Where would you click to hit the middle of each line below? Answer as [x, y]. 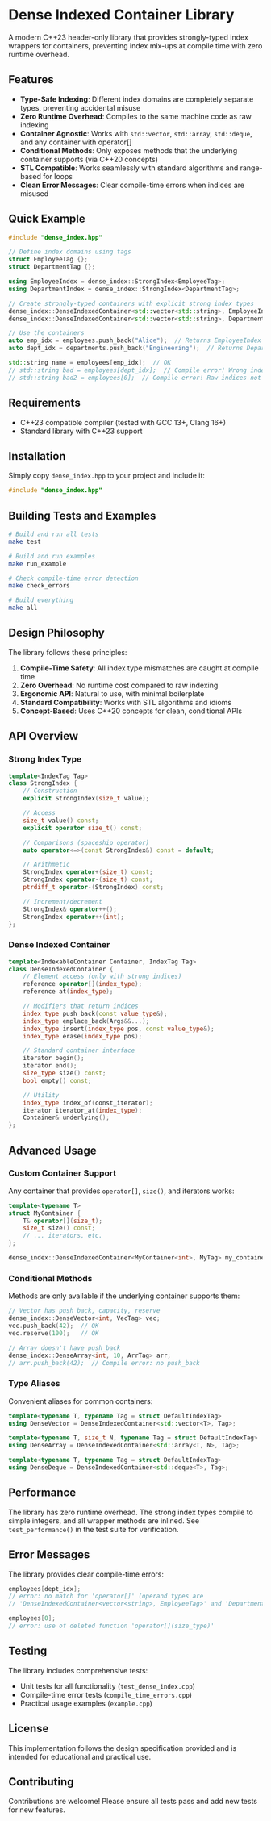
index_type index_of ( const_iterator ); [88, 1103]
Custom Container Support [63, 1173]
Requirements [44, 403]
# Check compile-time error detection [73, 578]
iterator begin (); [54, 1059]
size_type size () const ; [65, 1073]
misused [34, 193]
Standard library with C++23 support [81, 431]
